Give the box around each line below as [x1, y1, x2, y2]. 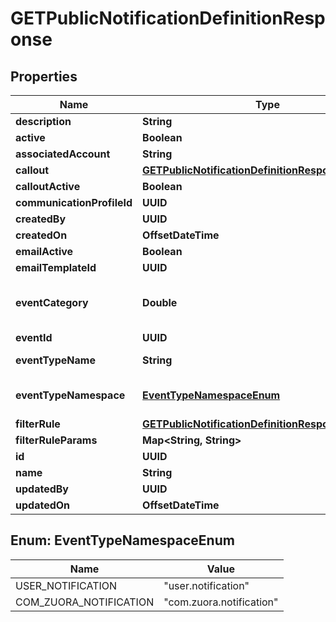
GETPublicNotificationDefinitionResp [10, 7, 326, 30]
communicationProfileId [15, 196, 133, 209]
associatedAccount [15, 147, 111, 161]
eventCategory [15, 296, 89, 309]
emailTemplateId [15, 261, 97, 274]
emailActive [15, 245, 74, 258]
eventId [15, 331, 53, 344]
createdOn [15, 228, 68, 242]
